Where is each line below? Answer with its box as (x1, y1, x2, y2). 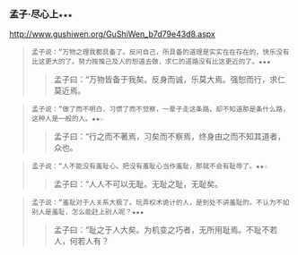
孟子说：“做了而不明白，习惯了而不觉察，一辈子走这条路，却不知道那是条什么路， (31, 105, 290, 114)
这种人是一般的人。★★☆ (31, 115, 105, 123)
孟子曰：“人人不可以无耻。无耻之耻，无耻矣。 (53, 179, 223, 190)
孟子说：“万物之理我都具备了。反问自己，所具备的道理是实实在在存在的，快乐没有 (31, 47, 290, 57)
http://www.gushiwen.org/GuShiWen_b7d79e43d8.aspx (9, 29, 215, 39)
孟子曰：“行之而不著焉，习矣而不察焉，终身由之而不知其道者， (53, 132, 285, 142)
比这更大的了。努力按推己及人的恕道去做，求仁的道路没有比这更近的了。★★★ (31, 57, 271, 66)
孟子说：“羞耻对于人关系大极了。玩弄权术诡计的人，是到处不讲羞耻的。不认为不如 (31, 199, 290, 208)
